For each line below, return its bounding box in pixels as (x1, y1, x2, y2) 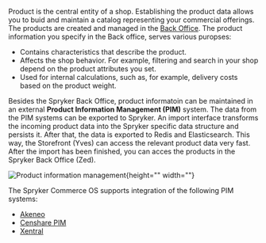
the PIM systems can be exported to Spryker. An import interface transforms (8, 113, 259, 122)
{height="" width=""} (125, 170, 195, 180)
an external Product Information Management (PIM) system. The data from (8, 104, 257, 114)
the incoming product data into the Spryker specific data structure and (8, 122, 239, 131)
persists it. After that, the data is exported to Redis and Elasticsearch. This (8, 130, 250, 139)
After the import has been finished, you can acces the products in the (8, 146, 236, 156)
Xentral (19, 226, 44, 236)
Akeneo (19, 210, 45, 218)
